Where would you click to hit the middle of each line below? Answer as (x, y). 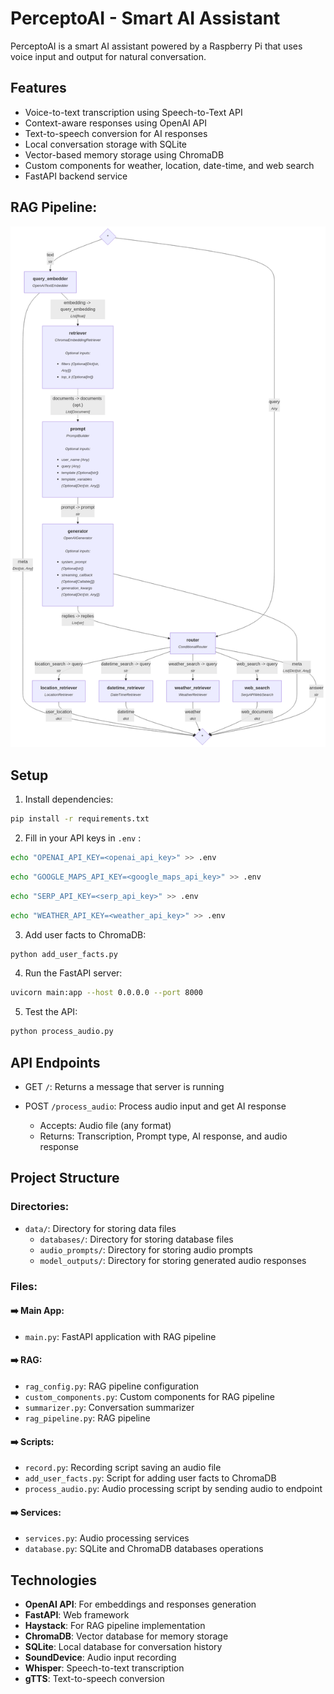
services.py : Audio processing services (107, 1538)
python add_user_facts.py (64, 954)
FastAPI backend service (76, 176)
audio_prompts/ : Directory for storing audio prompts (146, 1249)
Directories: (40, 1207)
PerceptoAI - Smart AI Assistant (145, 18)
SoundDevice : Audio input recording (100, 1658)
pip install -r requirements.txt (80, 819)
